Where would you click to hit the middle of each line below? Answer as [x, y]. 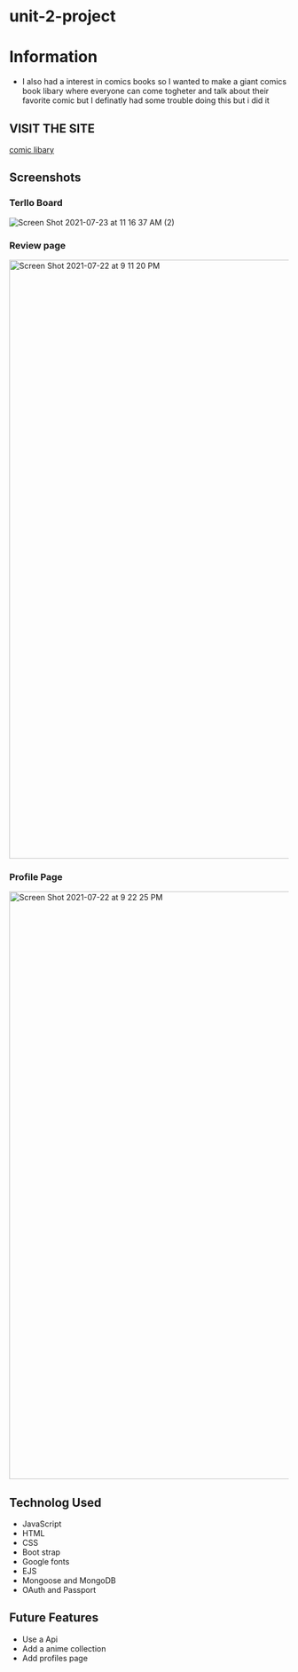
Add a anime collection [64, 1648]
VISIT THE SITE [52, 128]
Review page [38, 245]
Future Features [54, 1618]
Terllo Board [36, 203]
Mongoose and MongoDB [69, 1581]
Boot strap [41, 1552]
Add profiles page [55, 1658]
